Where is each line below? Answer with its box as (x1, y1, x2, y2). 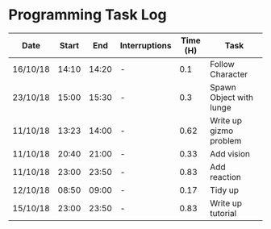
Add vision (209, 148, 250, 159)
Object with (209, 91, 254, 102)
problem (209, 135, 242, 146)
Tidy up (209, 184, 240, 195)
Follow (209, 58, 236, 69)
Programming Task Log (8, 6, 167, 24)
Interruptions (119, 40, 172, 51)
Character (209, 69, 248, 80)
